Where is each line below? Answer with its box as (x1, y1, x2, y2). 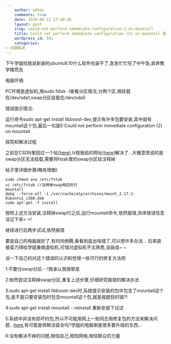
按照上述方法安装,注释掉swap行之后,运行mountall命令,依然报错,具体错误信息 (5, 209, 164, 216)
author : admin (14, 7, 44, 13)
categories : (14, 41, 40, 46)
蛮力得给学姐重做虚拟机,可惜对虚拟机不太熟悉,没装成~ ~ (9, 244, 127, 250)
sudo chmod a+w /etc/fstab (5, 177, 63, 182)
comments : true (14, 12, 47, 17)
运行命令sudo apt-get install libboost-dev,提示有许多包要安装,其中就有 (5, 116, 152, 122)
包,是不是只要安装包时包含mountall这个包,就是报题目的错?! (5, 294, 128, 300)
